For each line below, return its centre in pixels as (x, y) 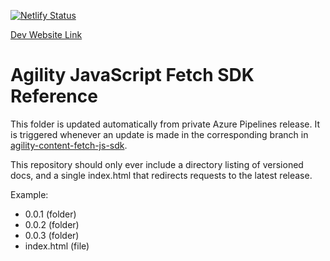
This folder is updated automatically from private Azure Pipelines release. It (165, 124)
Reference (54, 96)
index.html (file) (57, 246)
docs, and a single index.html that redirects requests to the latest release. (161, 175)
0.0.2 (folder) (52, 224)
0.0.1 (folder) (50, 214)
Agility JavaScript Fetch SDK (132, 75)
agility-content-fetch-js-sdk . (69, 145)
